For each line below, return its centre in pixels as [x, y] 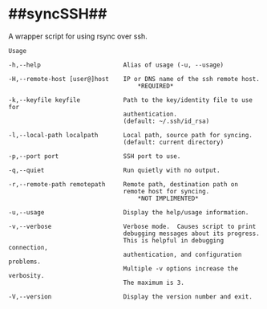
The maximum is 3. [154, 283]
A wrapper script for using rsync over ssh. [78, 36]
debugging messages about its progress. [192, 234]
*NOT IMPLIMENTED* [168, 198]
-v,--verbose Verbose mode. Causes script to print [132, 226]
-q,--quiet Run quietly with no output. [114, 170]
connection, [28, 247]
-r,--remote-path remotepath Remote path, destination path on [123, 184]
